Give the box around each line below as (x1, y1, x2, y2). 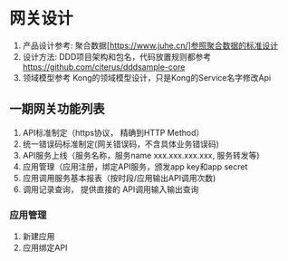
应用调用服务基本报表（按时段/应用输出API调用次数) (22, 172, 216, 183)
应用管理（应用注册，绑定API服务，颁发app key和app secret (22, 160, 248, 172)
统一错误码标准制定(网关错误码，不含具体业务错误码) (22, 138, 220, 150)
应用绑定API (22, 242, 68, 254)
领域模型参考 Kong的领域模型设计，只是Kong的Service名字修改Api (22, 72, 272, 82)
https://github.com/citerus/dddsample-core (22, 61, 186, 72)
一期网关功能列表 (9, 101, 105, 117)
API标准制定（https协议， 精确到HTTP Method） (22, 127, 205, 138)
